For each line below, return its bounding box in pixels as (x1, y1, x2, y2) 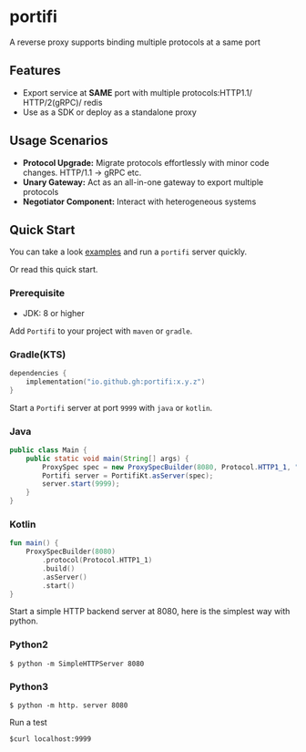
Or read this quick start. (9, 264, 98, 275)
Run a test (9, 717, 47, 728)
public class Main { (9, 445, 88, 455)
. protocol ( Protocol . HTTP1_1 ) (42, 556, 153, 565)
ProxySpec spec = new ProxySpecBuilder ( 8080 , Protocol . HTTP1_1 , (42, 462, 291, 471)
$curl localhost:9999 (9, 735, 92, 744)
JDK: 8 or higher (22, 307, 85, 318)
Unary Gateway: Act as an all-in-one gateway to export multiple (22, 176, 264, 188)
